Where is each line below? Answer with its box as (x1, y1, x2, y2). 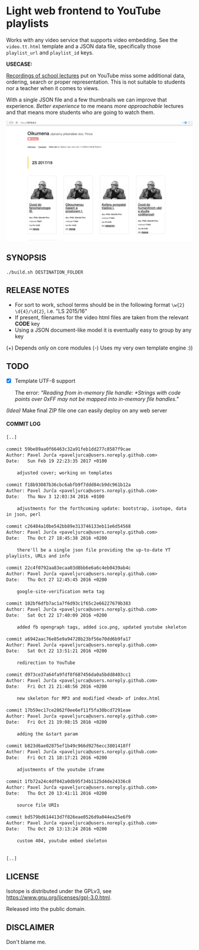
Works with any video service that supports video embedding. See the (6, 36, 178, 43)
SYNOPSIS (6, 252, 47, 262)
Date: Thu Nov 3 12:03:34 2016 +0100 (6, 494, 105, 500)
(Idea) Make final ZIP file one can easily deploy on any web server (6, 406, 168, 414)
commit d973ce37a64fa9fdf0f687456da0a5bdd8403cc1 (6, 672, 131, 678)
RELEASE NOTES (6, 285, 70, 296)
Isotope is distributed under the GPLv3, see (6, 887, 112, 894)
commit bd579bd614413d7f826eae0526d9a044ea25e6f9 (6, 814, 131, 820)
